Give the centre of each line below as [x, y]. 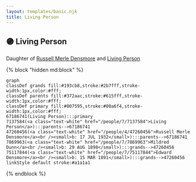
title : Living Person [33, 17]
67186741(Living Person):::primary [50, 117]
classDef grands [26, 86]
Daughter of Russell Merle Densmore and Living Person [73, 59]
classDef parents [27, 96]
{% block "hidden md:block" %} [45, 70]
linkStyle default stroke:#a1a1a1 [48, 163]
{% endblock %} [26, 174]
